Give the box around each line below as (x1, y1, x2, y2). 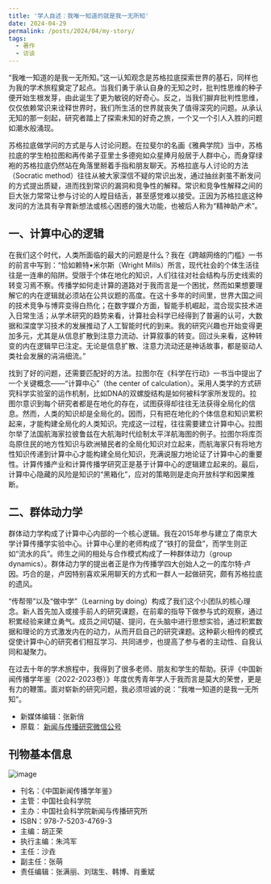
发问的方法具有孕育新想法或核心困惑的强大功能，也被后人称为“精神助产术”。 (8, 201, 262, 210)
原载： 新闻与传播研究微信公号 (19, 721, 122, 731)
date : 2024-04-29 (8, 19, 67, 27)
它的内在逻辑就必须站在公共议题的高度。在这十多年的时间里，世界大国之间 (15, 290, 263, 300)
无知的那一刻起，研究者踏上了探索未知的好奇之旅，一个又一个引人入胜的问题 (8, 113, 263, 122)
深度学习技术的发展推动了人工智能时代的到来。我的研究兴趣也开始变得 (22, 320, 256, 330)
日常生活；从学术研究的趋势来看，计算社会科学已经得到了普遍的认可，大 (15, 311, 256, 320)
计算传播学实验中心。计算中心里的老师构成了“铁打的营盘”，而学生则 (15, 539, 241, 548)
